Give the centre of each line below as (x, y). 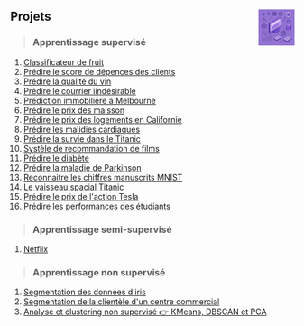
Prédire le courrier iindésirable (79, 90)
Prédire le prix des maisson (74, 110)
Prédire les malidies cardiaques (82, 129)
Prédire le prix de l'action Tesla (81, 196)
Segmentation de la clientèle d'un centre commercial (121, 302)
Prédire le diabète (56, 158)
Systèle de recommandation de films (92, 148)
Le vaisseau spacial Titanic (74, 187)
